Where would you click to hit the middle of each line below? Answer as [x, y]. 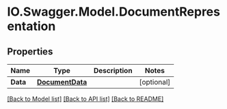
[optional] [155, 82]
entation [31, 26]
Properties [30, 51]
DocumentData [62, 82]
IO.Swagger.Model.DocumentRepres [114, 12]
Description [113, 71]
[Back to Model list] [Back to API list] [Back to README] [85, 99]
